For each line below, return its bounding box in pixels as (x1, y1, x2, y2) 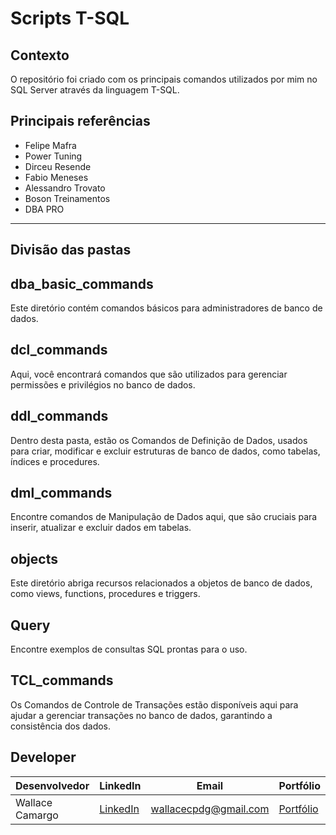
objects (10, 550, 58, 567)
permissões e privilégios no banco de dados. (10, 378, 196, 391)
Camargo (15, 808, 59, 822)
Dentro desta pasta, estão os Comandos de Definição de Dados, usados (10, 434, 308, 446)
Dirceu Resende (24, 160, 92, 172)
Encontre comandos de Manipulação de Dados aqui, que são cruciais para (10, 511, 318, 523)
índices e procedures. (10, 455, 100, 467)
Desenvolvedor (15, 778, 90, 792)
